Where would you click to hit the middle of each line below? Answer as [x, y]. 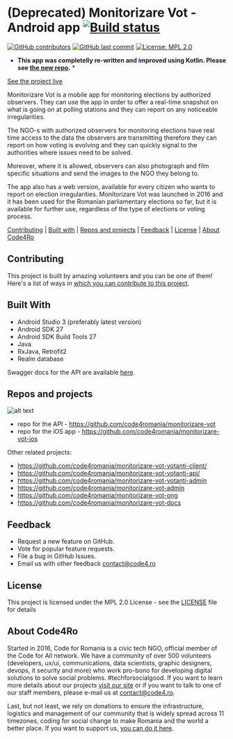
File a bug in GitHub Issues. [56, 556]
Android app [44, 27]
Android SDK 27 [40, 329]
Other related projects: [39, 453]
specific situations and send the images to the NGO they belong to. [103, 173]
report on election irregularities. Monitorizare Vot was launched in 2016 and [115, 194]
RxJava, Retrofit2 [42, 351]
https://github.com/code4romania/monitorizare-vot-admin [101, 488]
